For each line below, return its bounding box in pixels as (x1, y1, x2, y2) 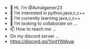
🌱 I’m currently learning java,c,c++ (9, 15, 81, 21)
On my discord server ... (9, 33, 60, 39)
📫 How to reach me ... (9, 26, 56, 32)
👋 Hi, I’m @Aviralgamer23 (9, 5, 63, 10)
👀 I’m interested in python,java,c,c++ (9, 10, 86, 16)
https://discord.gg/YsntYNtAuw (9, 39, 75, 44)
